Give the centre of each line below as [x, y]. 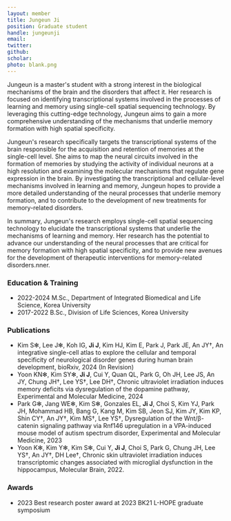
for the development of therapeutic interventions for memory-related [104, 257]
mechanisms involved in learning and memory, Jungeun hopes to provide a [114, 185]
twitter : [20, 45]
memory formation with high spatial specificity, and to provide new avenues [115, 250]
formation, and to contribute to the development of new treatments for [107, 200]
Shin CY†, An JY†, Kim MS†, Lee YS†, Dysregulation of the [100, 418]
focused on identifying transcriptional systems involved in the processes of [114, 99]
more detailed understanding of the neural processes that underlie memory [114, 193]
